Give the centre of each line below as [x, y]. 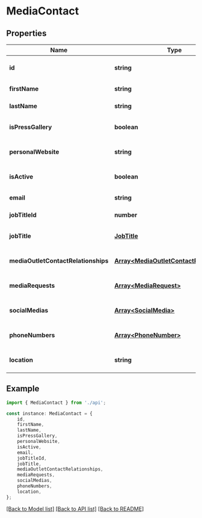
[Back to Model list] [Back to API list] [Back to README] [75, 508]
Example [23, 389]
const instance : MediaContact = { [50, 413]
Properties [26, 33]
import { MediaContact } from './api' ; [56, 403]
